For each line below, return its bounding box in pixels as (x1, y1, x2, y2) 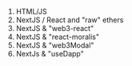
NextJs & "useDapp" (15, 49, 84, 58)
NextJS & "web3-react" (15, 24, 94, 33)
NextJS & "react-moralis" (15, 32, 100, 41)
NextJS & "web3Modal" (15, 41, 94, 50)
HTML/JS (15, 7, 47, 16)
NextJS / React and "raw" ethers (15, 15, 124, 25)
